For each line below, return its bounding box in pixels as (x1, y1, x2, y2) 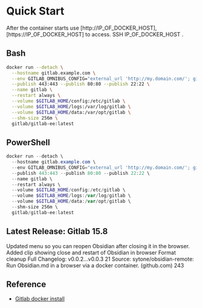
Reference (6, 280, 47, 290)
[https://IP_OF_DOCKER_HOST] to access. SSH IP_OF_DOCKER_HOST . (6, 30, 184, 38)
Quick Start (6, 4, 65, 18)
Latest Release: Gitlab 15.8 (6, 226, 108, 237)
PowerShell (6, 137, 50, 148)
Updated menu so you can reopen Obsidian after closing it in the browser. (6, 242, 190, 249)
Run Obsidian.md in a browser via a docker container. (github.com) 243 (6, 261, 184, 269)
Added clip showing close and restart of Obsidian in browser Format (6, 249, 176, 256)
